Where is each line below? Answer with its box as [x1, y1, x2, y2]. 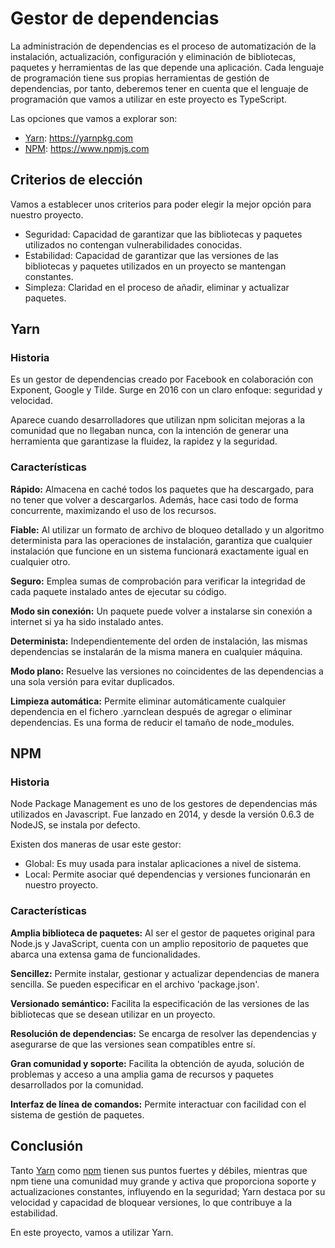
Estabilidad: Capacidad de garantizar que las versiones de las [24, 249, 279, 261]
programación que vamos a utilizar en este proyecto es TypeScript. [10, 93, 288, 105]
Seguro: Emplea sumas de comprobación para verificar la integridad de [10, 575, 306, 587]
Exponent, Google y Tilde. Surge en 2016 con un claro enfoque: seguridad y [10, 384, 323, 396]
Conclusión [10, 1138, 84, 1155]
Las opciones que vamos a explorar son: [10, 112, 178, 124]
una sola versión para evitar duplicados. [10, 675, 175, 687]
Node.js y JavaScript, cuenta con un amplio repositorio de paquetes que [10, 937, 309, 949]
